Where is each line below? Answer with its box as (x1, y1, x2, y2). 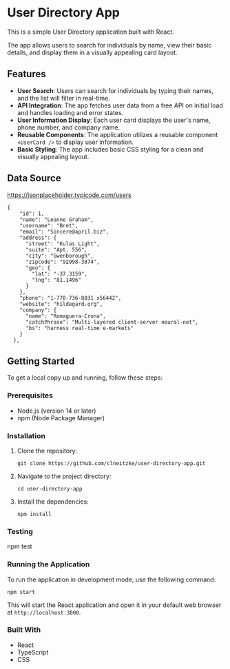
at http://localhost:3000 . (7, 608, 81, 616)
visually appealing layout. (17, 152, 90, 161)
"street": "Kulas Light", (25, 240, 100, 247)
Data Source (7, 172, 61, 184)
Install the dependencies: (17, 497, 90, 506)
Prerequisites (7, 391, 53, 400)
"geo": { (25, 264, 51, 271)
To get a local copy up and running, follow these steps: (7, 373, 163, 382)
